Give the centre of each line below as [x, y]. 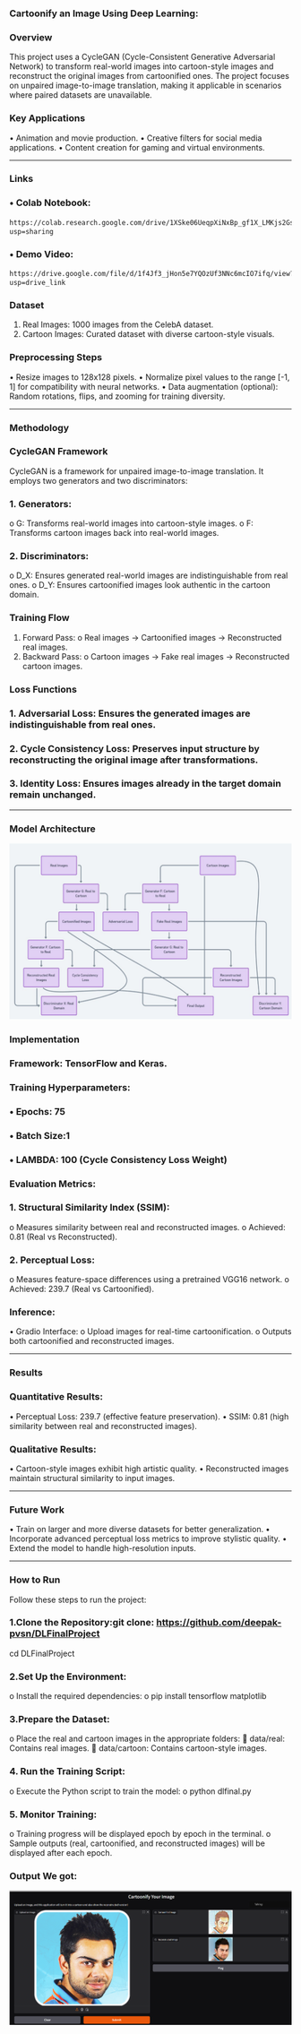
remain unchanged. [53, 795]
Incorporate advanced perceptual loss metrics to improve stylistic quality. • [148, 1538]
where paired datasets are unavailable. [81, 95]
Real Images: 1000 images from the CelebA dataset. [118, 324]
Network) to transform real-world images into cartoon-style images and [142, 66]
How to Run [35, 1580]
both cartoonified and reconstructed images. [92, 1341]
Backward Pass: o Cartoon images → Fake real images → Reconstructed [156, 656]
